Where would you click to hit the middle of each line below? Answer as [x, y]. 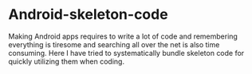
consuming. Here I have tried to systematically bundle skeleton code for [126, 53]
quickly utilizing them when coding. [67, 61]
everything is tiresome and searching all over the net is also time [114, 44]
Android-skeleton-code [89, 15]
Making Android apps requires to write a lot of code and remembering [123, 36]
